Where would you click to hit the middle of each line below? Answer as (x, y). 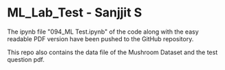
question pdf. (26, 59)
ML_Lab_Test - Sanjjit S (75, 13)
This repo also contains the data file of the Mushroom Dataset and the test (112, 52)
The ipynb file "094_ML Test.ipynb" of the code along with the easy (103, 32)
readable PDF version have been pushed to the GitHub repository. (100, 38)
